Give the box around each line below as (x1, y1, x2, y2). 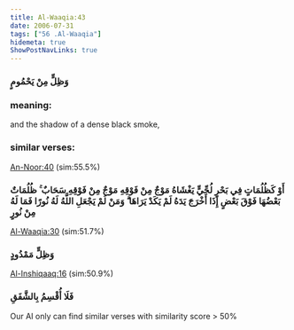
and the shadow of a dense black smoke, (10, 119, 160, 130)
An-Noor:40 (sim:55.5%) (10, 161, 101, 172)
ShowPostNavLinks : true (10, 46, 98, 55)
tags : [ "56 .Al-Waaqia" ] (10, 29, 102, 38)
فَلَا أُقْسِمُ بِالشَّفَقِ (10, 290, 74, 302)
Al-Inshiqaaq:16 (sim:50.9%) (10, 268, 114, 279)
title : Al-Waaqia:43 (10, 12, 87, 22)
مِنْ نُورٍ (10, 206, 36, 218)
